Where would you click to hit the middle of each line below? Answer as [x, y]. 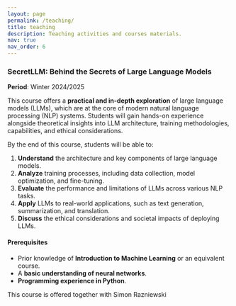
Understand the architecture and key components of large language [117, 158]
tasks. [26, 196]
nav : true [22, 40]
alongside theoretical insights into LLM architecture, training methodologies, [118, 123]
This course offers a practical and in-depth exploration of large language [115, 101]
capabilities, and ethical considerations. [65, 131]
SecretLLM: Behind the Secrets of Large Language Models [109, 72]
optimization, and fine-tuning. [61, 181]
